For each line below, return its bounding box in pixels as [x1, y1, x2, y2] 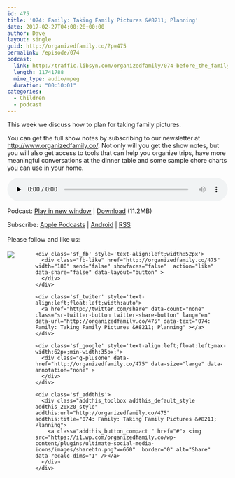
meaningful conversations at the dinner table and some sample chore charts [7, 156, 227, 164]
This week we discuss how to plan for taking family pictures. [7, 120, 182, 129]
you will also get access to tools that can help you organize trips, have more [7, 148, 226, 157]
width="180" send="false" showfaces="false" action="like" [35, 263, 215, 270]
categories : [7, 88, 42, 95]
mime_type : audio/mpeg [13, 75, 80, 82]
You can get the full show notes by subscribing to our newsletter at [7, 133, 201, 142]
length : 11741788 [13, 68, 64, 75]
